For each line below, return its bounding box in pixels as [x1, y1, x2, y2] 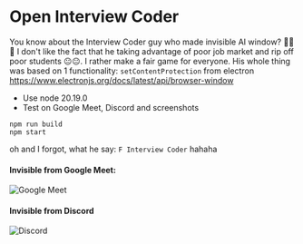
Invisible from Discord [9, 205, 94, 216]
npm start [9, 127, 47, 137]
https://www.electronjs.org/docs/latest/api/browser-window [9, 74, 234, 85]
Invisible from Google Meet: [9, 164, 116, 175]
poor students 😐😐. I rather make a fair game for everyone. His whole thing [9, 55, 291, 66]
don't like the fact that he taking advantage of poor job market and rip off [21, 45, 295, 56]
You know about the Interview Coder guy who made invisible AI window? [9, 36, 282, 47]
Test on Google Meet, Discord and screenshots [22, 102, 200, 112]
